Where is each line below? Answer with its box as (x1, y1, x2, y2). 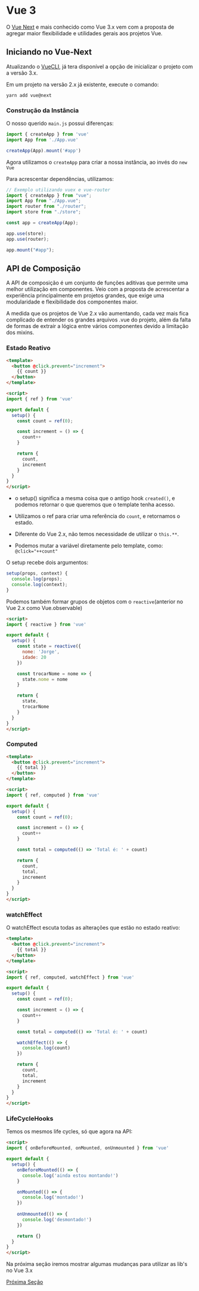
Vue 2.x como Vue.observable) (6, 604, 83, 611)
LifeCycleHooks (6, 1115, 54, 1123)
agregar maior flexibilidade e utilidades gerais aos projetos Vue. (6, 29, 163, 36)
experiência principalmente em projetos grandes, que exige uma (6, 292, 164, 299)
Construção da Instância (6, 106, 79, 114)
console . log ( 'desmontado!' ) (21, 1216, 92, 1222)
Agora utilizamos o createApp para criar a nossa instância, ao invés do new (6, 158, 188, 165)
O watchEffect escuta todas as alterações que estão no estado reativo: (6, 924, 181, 931)
